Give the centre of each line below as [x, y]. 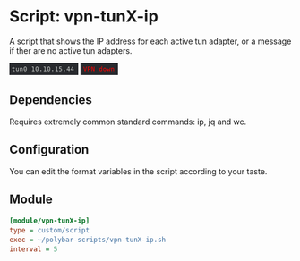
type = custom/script [50, 231]
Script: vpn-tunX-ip [84, 17]
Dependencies [51, 100]
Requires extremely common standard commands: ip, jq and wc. [128, 122]
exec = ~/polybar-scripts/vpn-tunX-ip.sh [88, 240]
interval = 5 [34, 249]
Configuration [49, 150]
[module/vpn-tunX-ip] [50, 221]
